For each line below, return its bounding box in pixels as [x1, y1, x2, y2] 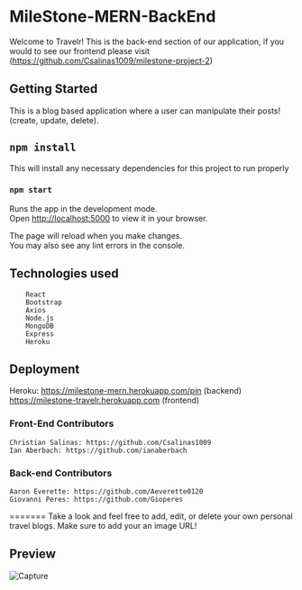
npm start [9, 185, 52, 195]
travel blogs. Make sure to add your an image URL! [9, 521, 197, 531]
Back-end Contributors [9, 467, 113, 479]
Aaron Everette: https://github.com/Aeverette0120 [9, 487, 204, 496]
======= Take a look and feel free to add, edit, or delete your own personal [9, 511, 293, 522]
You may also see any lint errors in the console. [9, 240, 185, 250]
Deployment [9, 362, 80, 377]
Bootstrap [25, 297, 63, 307]
